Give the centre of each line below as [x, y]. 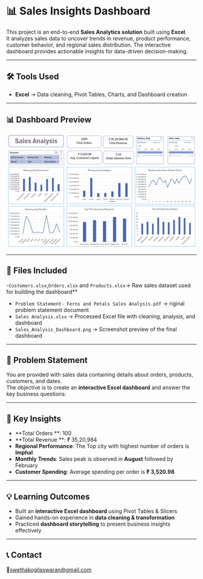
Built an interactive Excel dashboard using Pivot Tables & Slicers [96, 511]
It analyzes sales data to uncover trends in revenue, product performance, [98, 38]
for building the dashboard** [42, 292]
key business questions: [36, 394]
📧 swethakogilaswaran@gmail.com [49, 569]
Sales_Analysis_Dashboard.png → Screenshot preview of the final [96, 329]
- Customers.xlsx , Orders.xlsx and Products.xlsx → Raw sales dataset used [99, 285]
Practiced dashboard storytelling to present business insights [93, 524]
